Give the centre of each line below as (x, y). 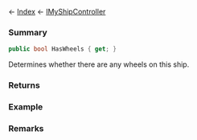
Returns (24, 85)
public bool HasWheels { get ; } (62, 49)
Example (26, 107)
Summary (28, 32)
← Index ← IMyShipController (57, 12)
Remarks (26, 128)
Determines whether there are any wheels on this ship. (99, 64)
